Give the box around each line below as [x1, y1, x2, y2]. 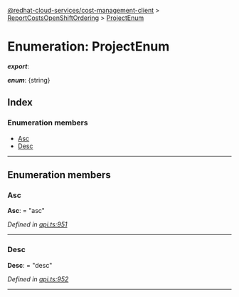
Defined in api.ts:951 [7, 220, 68, 229]
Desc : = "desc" [7, 261, 53, 269]
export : [7, 62, 30, 71]
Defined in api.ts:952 [7, 274, 69, 283]
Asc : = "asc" [7, 207, 45, 215]
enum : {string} [7, 75, 51, 84]
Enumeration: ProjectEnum [7, 38, 170, 55]
